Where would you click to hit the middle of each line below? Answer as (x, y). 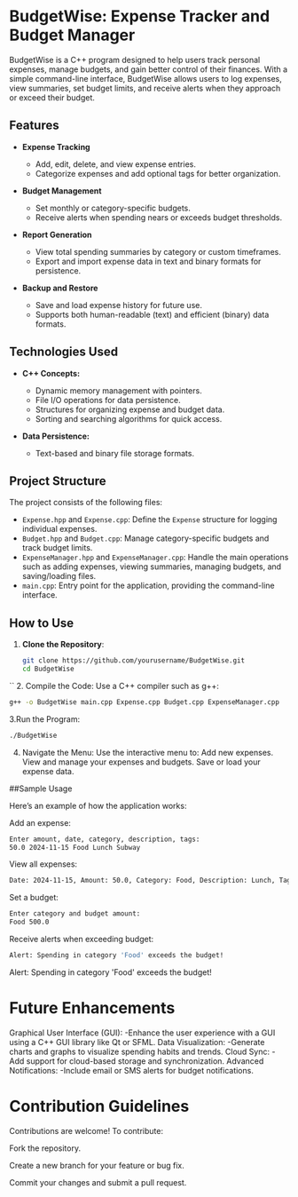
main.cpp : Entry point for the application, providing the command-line (148, 586)
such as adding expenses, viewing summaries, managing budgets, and (152, 567)
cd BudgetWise (48, 669)
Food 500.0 (29, 922)
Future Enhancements (92, 1008)
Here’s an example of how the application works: (98, 805)
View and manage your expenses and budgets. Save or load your (141, 762)
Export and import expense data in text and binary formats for (148, 261)
